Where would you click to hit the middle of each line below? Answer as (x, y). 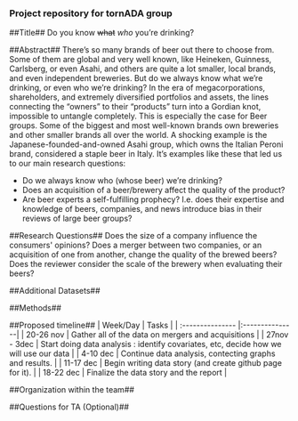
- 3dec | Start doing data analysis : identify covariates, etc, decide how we (145, 344)
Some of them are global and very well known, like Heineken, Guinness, (141, 60)
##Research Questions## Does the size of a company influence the (133, 236)
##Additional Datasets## (55, 291)
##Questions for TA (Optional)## (69, 407)
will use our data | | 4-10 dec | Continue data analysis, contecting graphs (142, 353)
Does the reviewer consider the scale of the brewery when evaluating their (146, 264)
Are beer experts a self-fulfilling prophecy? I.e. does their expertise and (153, 199)
